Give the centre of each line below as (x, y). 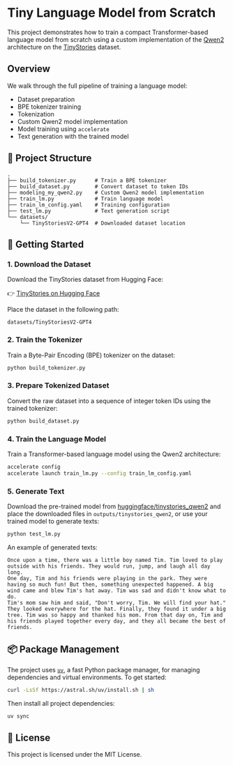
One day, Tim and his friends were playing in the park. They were (107, 578)
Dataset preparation (46, 99)
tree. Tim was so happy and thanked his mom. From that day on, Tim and (115, 615)
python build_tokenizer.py (46, 368)
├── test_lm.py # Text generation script (89, 211)
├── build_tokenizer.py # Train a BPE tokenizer (87, 180)
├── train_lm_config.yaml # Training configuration (89, 205)
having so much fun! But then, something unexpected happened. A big (111, 584)
